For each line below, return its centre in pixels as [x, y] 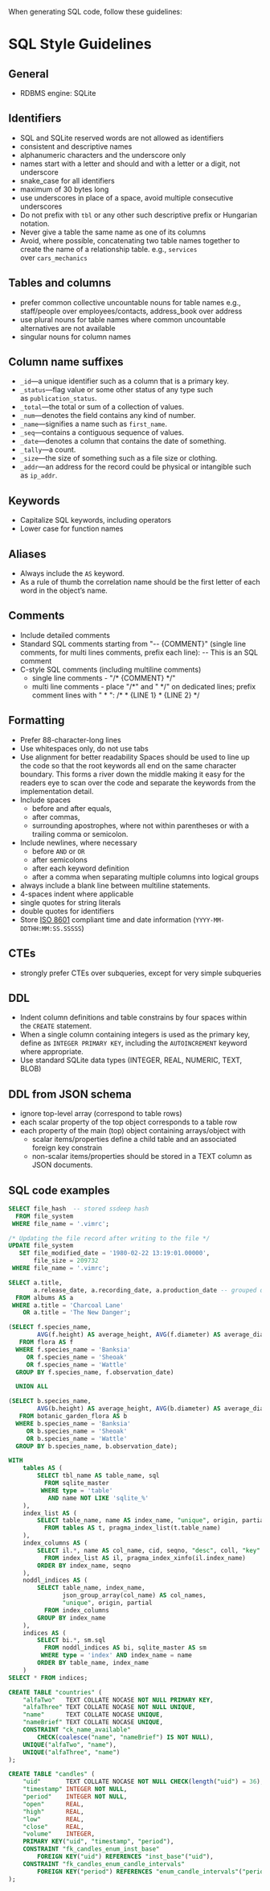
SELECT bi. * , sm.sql [72, 1641]
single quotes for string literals [70, 902]
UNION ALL [32, 1387]
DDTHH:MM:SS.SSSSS [51, 929]
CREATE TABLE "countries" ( [55, 1692]
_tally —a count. [48, 449]
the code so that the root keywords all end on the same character [128, 765]
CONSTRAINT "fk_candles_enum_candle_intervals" [104, 1864]
